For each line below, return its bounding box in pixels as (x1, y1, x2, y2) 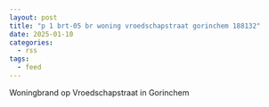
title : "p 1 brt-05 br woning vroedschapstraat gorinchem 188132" (9, 21, 261, 30)
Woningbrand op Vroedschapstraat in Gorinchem (9, 86, 190, 98)
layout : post (9, 12, 58, 22)
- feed (17, 63, 42, 72)
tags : (9, 54, 29, 63)
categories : (9, 37, 53, 47)
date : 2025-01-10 (9, 29, 74, 38)
